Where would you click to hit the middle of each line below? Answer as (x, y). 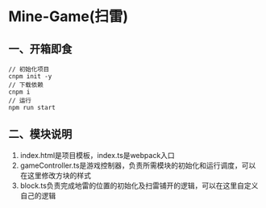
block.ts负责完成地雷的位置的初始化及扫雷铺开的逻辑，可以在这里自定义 (139, 185)
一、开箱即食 (40, 49)
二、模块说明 (40, 134)
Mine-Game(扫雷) (69, 17)
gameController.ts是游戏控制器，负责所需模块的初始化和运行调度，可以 (138, 165)
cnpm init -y (30, 77)
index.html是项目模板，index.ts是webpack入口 (97, 155)
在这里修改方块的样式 (55, 175)
